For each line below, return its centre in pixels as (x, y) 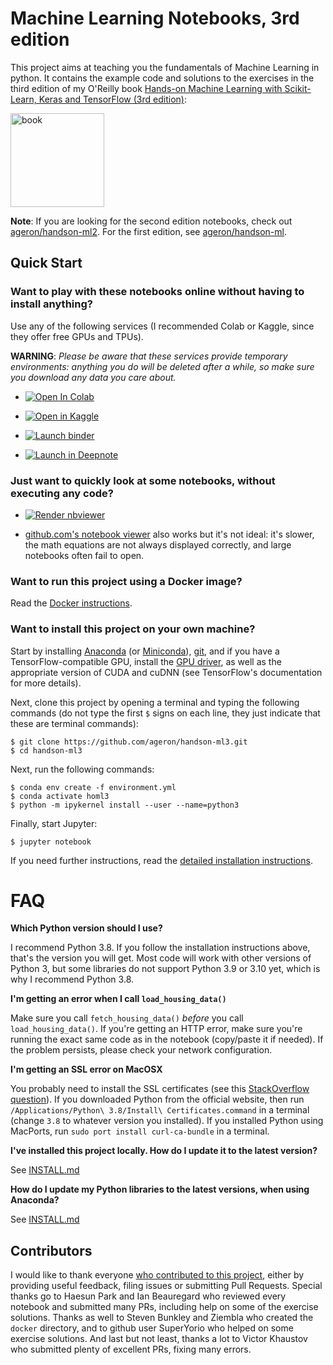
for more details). (46, 683)
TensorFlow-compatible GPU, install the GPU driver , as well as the (146, 661)
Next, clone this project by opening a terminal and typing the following (155, 702)
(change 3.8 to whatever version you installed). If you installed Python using (167, 1121)
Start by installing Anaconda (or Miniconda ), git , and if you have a (145, 651)
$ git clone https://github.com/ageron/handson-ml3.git (129, 742)
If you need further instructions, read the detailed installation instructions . (161, 860)
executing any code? (62, 493)
